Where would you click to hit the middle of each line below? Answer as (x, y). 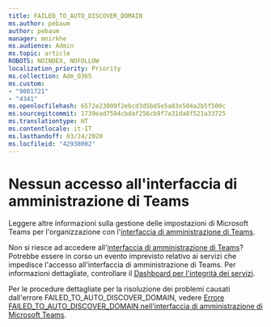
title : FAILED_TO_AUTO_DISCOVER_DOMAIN (76, 16)
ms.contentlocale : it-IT (50, 129)
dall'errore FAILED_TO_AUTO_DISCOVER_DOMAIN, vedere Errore (116, 298)
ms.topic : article (39, 53)
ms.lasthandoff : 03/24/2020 (56, 136)
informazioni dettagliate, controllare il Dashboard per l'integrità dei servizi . (132, 274)
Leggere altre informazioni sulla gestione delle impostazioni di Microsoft (129, 223)
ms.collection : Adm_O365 (50, 76)
